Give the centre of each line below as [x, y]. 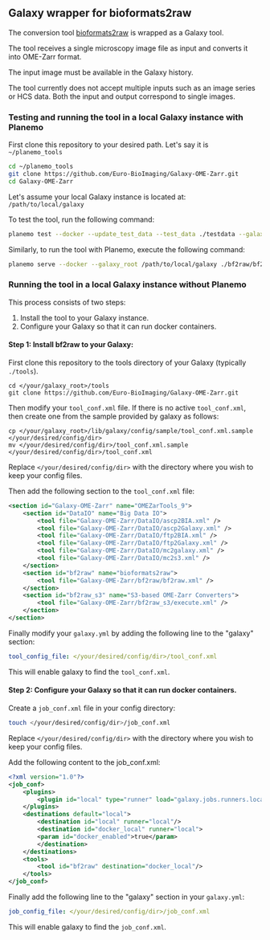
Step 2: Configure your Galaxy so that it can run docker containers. [123, 690]
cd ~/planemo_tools [41, 167]
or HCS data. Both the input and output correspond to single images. [122, 96]
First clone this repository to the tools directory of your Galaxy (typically [127, 362]
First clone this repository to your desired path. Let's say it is [108, 145]
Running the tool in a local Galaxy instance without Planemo [127, 284]
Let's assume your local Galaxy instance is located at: [97, 197]
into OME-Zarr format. [45, 56]
